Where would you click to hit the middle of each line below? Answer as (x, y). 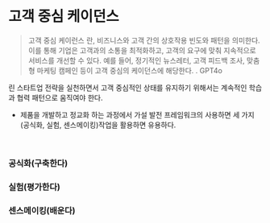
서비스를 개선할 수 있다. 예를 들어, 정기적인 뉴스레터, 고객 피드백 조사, (136, 60)
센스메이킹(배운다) (42, 210)
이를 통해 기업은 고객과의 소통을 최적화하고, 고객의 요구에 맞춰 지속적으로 (142, 50)
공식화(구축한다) (38, 163)
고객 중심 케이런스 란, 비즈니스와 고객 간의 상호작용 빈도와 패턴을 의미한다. (144, 40)
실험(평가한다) (34, 187)
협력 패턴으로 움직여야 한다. (60, 97)
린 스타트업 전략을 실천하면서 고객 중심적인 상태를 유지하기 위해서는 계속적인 (128, 87)
